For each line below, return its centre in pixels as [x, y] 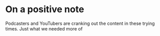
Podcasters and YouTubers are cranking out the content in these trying [80, 23]
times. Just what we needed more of [44, 28]
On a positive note [45, 9]
